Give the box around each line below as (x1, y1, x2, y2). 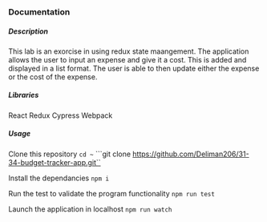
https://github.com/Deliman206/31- (131, 149, 250, 159)
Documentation (8, 6, 71, 18)
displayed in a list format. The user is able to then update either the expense (8, 63, 260, 73)
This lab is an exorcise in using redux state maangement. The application (8, 46, 249, 56)
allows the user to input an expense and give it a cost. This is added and (8, 54, 247, 64)
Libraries (8, 91, 39, 100)
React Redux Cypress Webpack (8, 111, 113, 120)
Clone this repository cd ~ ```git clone (8, 149, 131, 159)
